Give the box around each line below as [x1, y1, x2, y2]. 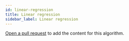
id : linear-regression [5, 7, 53, 12]
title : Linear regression [5, 12, 60, 17]
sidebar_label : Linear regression [5, 16, 79, 21]
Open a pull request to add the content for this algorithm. [5, 30, 124, 36]
